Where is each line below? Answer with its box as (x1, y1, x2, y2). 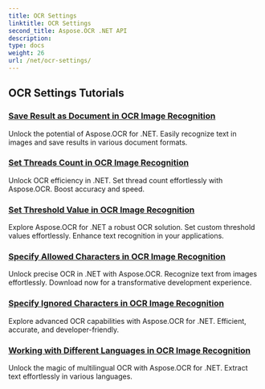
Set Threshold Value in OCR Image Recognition (8, 204, 195, 215)
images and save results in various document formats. (8, 137, 188, 147)
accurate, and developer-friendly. (8, 325, 120, 334)
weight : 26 (8, 49, 45, 57)
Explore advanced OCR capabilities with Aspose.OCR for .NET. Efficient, (8, 316, 247, 326)
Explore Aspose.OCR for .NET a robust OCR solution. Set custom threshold (8, 223, 255, 232)
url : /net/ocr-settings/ (8, 57, 92, 65)
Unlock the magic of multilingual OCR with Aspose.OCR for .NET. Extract (8, 363, 248, 373)
